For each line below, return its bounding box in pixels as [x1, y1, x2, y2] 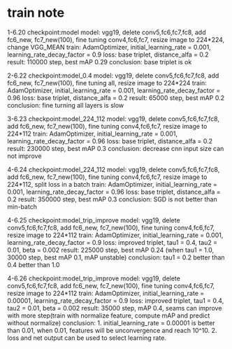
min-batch [7, 202, 37, 211]
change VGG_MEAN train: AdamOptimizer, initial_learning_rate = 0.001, [7, 43, 211, 51]
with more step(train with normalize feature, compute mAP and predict [7, 311, 210, 320]
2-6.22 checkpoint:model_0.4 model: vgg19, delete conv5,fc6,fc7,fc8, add [7, 71, 219, 80]
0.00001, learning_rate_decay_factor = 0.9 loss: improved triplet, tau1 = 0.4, [7, 296, 224, 305]
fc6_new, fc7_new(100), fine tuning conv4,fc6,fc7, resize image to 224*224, [7, 35, 225, 43]
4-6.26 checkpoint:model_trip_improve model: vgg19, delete [7, 274, 180, 283]
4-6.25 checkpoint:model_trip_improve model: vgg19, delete [7, 215, 180, 225]
